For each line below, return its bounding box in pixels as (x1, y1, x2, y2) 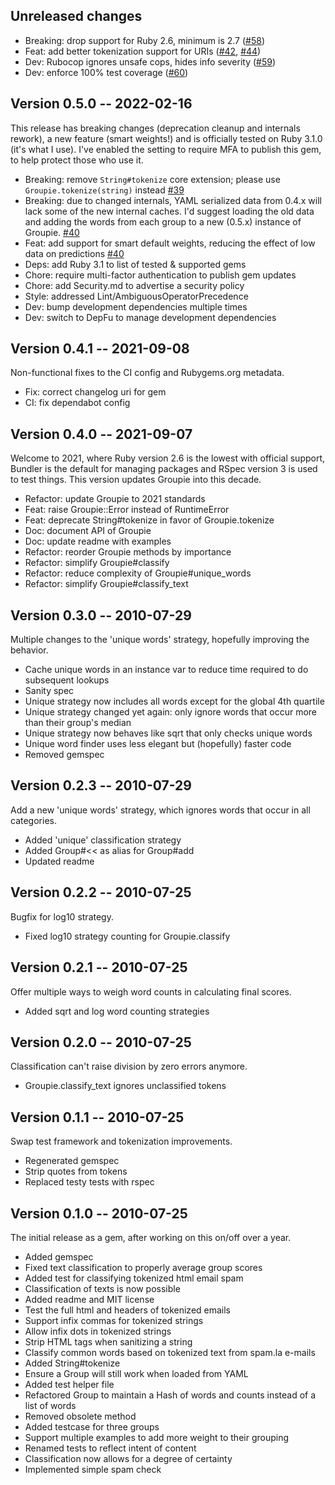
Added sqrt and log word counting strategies (24, 1005, 210, 1017)
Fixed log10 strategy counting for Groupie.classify (24, 930, 231, 942)
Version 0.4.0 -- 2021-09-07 (10, 425, 193, 443)
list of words (24, 1399, 77, 1411)
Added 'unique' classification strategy (24, 834, 182, 846)
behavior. (10, 644, 49, 656)
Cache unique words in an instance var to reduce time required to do (24, 664, 309, 676)
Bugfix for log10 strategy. (10, 910, 114, 923)
